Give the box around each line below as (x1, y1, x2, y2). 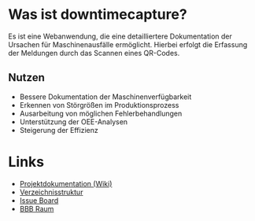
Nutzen (8, 71, 45, 84)
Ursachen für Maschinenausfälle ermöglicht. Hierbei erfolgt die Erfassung (8, 39, 248, 49)
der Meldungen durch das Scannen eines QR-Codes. (8, 48, 180, 57)
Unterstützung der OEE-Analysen (19, 116, 128, 127)
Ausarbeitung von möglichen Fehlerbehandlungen (19, 109, 183, 118)
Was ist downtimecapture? (8, 6, 187, 24)
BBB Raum (19, 204, 54, 213)
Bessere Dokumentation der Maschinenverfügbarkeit (19, 92, 192, 101)
